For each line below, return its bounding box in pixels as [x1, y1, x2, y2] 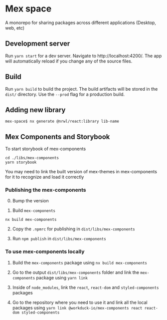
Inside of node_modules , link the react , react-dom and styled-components [12, 284, 159, 290]
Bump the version [12, 198, 49, 204]
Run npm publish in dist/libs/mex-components [12, 236, 106, 242]
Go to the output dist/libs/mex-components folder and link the [12, 269, 140, 275]
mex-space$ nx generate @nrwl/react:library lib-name [5, 119, 120, 124]
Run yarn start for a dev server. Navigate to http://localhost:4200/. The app [5, 53, 162, 59]
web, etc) [5, 25, 25, 31]
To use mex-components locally [5, 248, 85, 255]
